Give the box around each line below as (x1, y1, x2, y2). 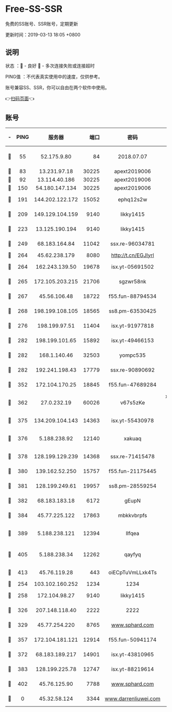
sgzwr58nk (118, 278, 147, 285)
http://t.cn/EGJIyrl (111, 252, 155, 259)
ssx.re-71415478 (110, 453, 155, 460)
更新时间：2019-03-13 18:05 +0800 (5, 31, 81, 37)
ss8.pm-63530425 (109, 307, 157, 314)
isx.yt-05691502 (111, 263, 155, 270)
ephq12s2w (118, 196, 147, 203)
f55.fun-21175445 (108, 467, 157, 475)
